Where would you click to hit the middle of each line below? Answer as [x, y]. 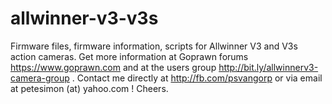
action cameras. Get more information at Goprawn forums [129, 56]
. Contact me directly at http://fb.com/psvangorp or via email [197, 78]
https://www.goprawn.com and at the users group [113, 67]
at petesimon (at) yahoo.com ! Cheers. [89, 88]
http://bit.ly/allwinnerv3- [268, 67]
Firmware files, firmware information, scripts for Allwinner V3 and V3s [154, 46]
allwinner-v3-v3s [84, 18]
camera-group [40, 78]
